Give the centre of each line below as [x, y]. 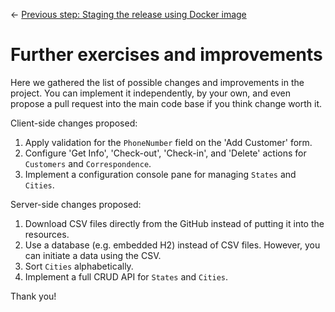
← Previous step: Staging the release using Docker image [128, 14]
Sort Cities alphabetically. [79, 266]
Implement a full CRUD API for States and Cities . [126, 276]
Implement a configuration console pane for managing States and [160, 174]
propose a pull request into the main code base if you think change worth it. [166, 103]
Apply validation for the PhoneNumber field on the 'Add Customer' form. [168, 142]
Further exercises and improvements [166, 55]
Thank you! [33, 296]
